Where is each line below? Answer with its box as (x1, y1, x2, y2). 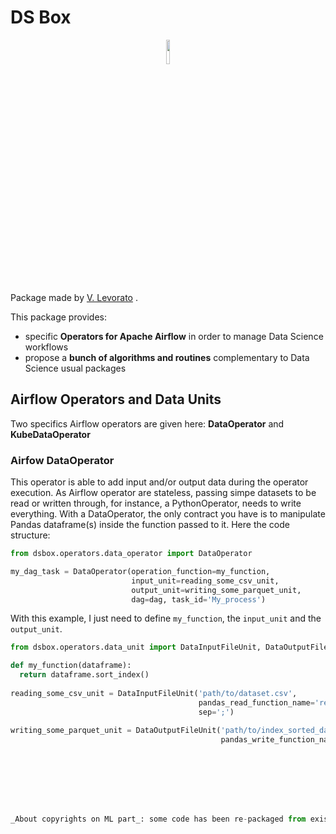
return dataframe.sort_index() (19, 670, 150, 680)
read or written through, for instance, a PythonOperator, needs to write (10, 497, 302, 510)
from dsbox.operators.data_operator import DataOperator (10, 549, 253, 559)
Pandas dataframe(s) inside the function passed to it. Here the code (10, 519, 290, 531)
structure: (10, 529, 51, 541)
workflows (24, 341, 69, 353)
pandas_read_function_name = (198, 697, 315, 708)
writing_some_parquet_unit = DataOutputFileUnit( (10, 726, 222, 736)
